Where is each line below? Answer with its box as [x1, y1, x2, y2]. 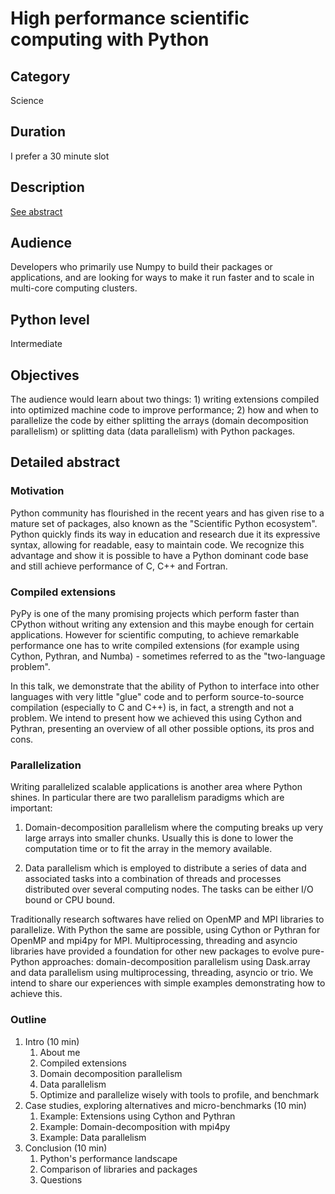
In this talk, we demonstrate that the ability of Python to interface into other [10, 680, 320, 692]
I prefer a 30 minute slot [10, 150, 110, 162]
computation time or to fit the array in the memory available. [24, 843, 273, 855]
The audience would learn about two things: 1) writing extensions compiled [10, 393, 320, 406]
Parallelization [10, 758, 82, 772]
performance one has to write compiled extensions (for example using [10, 640, 300, 652]
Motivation [10, 484, 65, 498]
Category [10, 68, 71, 85]
